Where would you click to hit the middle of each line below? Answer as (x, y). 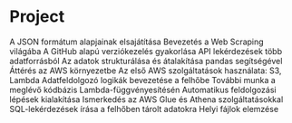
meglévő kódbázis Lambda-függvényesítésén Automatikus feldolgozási (143, 90)
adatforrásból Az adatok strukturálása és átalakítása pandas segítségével (146, 61)
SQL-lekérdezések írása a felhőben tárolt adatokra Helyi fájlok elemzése (144, 109)
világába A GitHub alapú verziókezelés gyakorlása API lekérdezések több (146, 51)
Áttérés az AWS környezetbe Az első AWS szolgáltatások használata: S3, (146, 71)
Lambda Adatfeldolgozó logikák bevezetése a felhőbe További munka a (143, 80)
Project (37, 17)
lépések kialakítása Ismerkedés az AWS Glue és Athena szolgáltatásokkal (146, 99)
